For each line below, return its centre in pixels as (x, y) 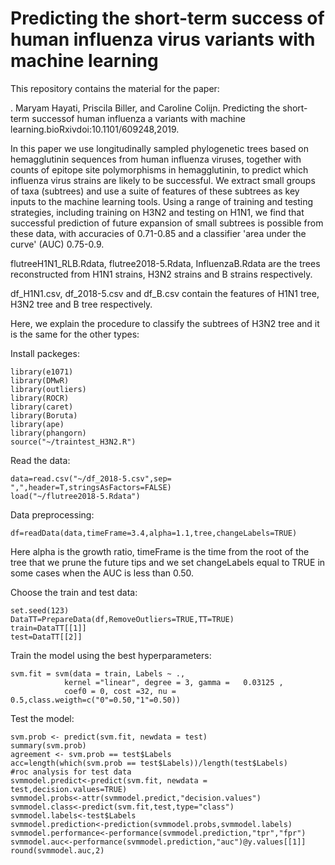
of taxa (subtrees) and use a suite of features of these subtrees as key (155, 191)
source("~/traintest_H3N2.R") (73, 442)
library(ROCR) (40, 398)
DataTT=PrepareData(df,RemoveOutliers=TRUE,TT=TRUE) (122, 619)
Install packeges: (45, 353)
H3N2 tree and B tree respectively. (81, 304)
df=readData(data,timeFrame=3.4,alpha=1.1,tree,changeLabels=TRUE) (154, 533)
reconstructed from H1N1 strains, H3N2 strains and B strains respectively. (161, 274)
